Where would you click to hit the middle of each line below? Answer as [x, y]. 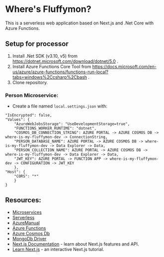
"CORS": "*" [26, 176]
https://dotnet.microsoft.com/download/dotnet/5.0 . [65, 61]
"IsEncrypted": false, [29, 116]
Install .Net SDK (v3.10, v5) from [45, 56]
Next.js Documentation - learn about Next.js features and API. [76, 244]
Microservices [27, 212]
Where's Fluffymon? [48, 9]
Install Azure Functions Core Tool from [52, 66]
